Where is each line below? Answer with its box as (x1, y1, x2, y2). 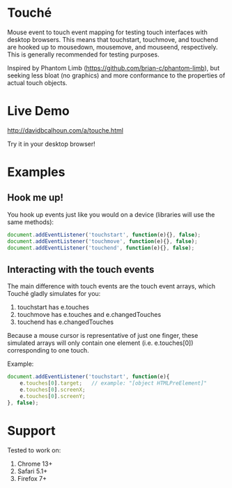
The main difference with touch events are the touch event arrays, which (7, 282, 216, 290)
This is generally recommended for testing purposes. (7, 50, 160, 59)
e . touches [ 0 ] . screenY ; (20, 392, 86, 399)
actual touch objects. (7, 78, 68, 87)
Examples (7, 164, 65, 180)
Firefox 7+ (17, 474, 47, 482)
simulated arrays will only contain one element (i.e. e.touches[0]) (7, 339, 194, 347)
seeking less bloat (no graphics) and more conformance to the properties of (7, 71, 226, 80)
